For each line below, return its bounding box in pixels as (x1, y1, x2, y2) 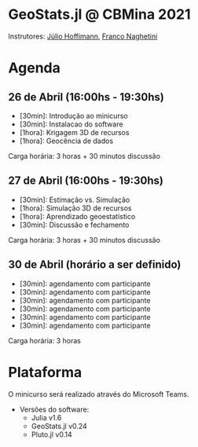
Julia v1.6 (31, 412, 62, 422)
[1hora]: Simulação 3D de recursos (19, 203, 132, 213)
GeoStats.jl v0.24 (31, 421, 88, 431)
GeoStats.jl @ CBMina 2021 (8, 5, 191, 24)
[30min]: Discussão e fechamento (19, 220, 130, 229)
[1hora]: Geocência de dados (19, 136, 114, 145)
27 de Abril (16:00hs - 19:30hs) (8, 174, 163, 188)
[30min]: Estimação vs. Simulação (19, 195, 130, 204)
